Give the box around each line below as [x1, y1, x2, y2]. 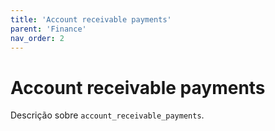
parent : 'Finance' [10, 24, 87, 34]
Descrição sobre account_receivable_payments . [10, 109, 205, 121]
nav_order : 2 [10, 33, 65, 43]
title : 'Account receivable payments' [10, 14, 172, 25]
